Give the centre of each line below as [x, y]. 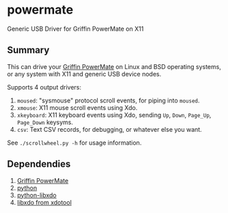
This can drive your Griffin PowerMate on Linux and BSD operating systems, [114, 66]
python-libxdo [37, 195]
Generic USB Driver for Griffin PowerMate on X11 [75, 29]
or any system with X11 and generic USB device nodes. [84, 74]
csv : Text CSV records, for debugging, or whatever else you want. [110, 129]
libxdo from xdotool [44, 202]
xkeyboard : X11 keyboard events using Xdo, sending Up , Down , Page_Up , [114, 115]
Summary [28, 50]
